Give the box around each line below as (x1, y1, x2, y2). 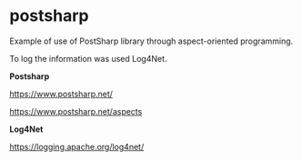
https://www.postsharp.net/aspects (9, 106, 143, 116)
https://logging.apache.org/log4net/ (9, 141, 145, 152)
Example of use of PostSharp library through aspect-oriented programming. (9, 35, 294, 46)
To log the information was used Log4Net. (9, 53, 167, 64)
